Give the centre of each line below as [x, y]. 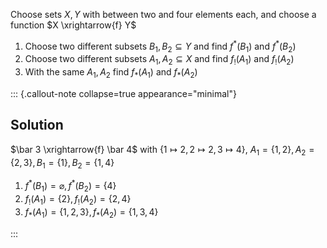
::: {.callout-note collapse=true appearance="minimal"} [123, 94]
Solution [37, 125]
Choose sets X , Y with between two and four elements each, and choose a [163, 14]
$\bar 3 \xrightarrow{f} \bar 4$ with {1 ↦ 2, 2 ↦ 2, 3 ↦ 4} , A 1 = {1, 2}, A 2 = [162, 150]
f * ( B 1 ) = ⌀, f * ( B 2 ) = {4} [70, 186]
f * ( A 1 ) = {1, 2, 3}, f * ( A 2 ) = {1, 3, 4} [91, 212]
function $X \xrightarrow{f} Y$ [73, 25]
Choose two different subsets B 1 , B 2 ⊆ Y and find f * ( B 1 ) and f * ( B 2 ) [160, 46]
